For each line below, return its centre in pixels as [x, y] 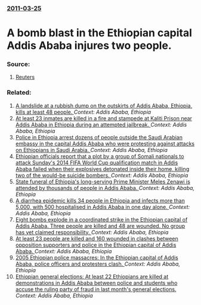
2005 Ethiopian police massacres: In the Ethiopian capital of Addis [97, 257]
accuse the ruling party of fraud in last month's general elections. [96, 289]
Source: [18, 64]
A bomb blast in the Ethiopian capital [100, 33]
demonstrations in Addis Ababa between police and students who [96, 283]
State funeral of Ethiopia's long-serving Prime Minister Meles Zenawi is [103, 181]
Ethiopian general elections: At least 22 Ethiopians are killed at [92, 276]
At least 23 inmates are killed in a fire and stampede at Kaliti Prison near [104, 118]
